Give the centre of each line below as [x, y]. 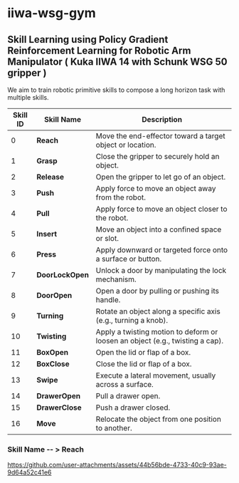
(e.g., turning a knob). [132, 320]
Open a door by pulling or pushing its [157, 291]
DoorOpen [54, 295]
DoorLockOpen [63, 275]
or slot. [107, 238]
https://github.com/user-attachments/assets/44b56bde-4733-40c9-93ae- [117, 465]
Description [162, 119]
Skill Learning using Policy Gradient [88, 40]
